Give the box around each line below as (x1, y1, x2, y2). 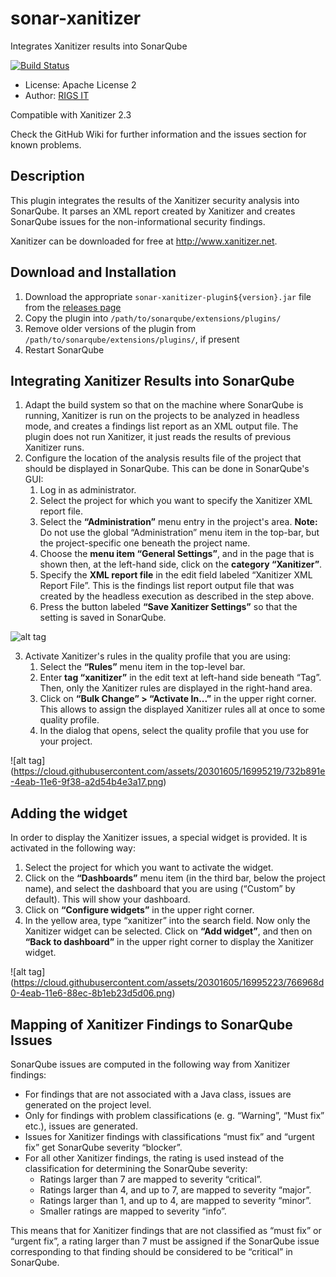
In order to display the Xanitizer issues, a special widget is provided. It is (10, 832, 308, 844)
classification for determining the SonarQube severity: (24, 1163, 248, 1174)
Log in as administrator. (39, 484, 137, 496)
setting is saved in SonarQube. (39, 612, 167, 624)
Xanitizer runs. (24, 442, 85, 454)
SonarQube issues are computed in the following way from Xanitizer (10, 1058, 291, 1070)
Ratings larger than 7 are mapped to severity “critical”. (39, 1173, 263, 1185)
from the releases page (24, 301, 122, 313)
